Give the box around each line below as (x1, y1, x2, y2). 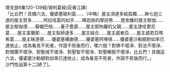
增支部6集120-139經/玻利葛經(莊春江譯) (5, 5, 88, 10)
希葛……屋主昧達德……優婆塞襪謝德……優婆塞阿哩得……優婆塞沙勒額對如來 (5, 36, 160, 42)
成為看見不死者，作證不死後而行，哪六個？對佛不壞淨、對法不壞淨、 (22, 43, 165, 48)
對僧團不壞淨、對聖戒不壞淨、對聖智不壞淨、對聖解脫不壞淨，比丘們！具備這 (5, 49, 165, 55)
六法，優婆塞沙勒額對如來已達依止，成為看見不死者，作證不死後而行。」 (5, 55, 154, 61)
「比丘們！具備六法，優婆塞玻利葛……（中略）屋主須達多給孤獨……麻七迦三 (5, 11, 163, 17)
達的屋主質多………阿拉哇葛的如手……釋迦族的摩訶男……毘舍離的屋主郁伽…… (5, 17, 164, 23)
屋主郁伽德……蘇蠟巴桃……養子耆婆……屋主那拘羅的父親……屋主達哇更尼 (5, 23, 156, 29)
